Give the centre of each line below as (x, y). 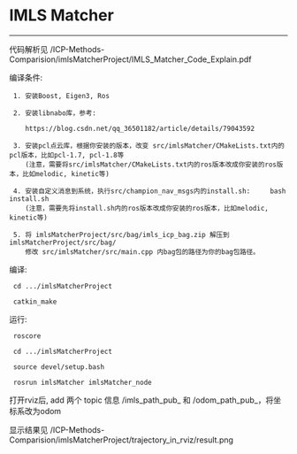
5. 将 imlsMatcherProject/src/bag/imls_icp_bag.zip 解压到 (121, 235)
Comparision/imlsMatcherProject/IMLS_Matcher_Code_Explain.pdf (130, 59)
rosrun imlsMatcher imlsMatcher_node (82, 382)
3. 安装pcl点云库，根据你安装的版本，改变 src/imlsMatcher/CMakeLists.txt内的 (148, 146)
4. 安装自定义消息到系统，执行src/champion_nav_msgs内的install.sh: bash (149, 191)
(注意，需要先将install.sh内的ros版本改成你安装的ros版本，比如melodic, (147, 208)
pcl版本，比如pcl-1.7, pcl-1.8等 (67, 155)
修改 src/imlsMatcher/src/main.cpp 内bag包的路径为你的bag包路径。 (142, 252)
